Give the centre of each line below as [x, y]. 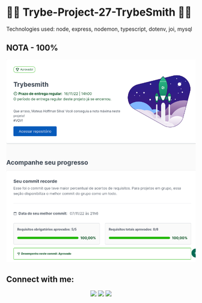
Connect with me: [40, 279]
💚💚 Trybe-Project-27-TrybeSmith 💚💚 [99, 12]
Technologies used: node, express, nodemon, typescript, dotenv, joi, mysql [99, 29]
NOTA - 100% [32, 48]
